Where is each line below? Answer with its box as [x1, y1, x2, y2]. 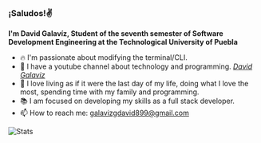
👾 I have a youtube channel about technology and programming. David [19, 62, 253, 71]
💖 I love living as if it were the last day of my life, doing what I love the [19, 79, 249, 89]
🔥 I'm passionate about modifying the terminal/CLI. [19, 53, 188, 62]
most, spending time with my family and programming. [19, 87, 200, 97]
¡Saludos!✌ [8, 7, 53, 18]
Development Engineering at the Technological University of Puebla [8, 38, 238, 47]
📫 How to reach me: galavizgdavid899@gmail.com [19, 108, 189, 118]
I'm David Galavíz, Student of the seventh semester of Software [8, 29, 223, 38]
